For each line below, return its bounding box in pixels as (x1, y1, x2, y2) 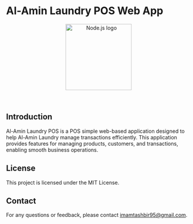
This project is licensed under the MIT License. (6, 179, 120, 186)
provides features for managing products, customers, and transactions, (6, 140, 178, 147)
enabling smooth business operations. (6, 146, 99, 153)
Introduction (6, 112, 53, 122)
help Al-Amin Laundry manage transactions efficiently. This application (6, 133, 178, 141)
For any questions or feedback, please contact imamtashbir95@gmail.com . (6, 212, 188, 219)
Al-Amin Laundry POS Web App (6, 4, 164, 18)
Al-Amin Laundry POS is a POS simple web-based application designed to (6, 128, 185, 135)
